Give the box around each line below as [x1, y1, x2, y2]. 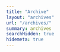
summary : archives [6, 25, 52, 32]
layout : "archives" [6, 14, 55, 20]
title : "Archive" [6, 8, 49, 15]
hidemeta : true [6, 36, 44, 42]
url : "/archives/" [6, 20, 52, 26]
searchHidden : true [6, 31, 55, 37]
